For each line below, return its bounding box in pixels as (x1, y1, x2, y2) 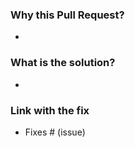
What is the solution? (10, 56, 116, 70)
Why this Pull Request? (10, 8, 125, 22)
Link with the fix (10, 103, 90, 117)
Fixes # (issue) (24, 126, 86, 138)
